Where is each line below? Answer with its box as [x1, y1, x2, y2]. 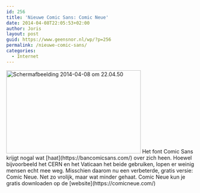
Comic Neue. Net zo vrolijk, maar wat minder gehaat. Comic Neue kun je [6, 173, 186, 180]
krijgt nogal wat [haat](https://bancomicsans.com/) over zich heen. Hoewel [6, 154, 192, 161]
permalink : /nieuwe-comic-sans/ [6, 43, 87, 49]
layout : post [6, 31, 39, 37]
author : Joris [6, 25, 42, 32]
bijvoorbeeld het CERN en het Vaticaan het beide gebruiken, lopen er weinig [6, 160, 195, 168]
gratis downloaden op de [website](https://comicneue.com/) [6, 179, 156, 186]
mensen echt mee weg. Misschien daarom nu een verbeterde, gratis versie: [6, 167, 193, 174]
